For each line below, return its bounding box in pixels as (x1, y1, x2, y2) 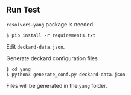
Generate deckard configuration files (6, 54, 98, 62)
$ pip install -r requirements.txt (6, 32, 96, 38)
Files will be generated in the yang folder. (6, 82, 107, 89)
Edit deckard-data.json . (6, 43, 65, 50)
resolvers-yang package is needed (6, 20, 94, 28)
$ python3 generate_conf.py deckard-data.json (6, 72, 126, 78)
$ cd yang (6, 66, 31, 72)
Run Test (6, 5, 40, 15)
